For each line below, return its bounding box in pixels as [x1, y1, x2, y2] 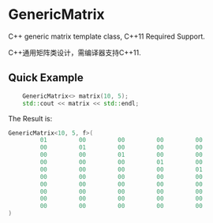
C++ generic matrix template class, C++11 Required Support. [8, 32, 205, 41]
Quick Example [8, 71, 84, 84]
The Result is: [8, 113, 53, 123]
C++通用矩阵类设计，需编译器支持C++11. [8, 47, 141, 57]
